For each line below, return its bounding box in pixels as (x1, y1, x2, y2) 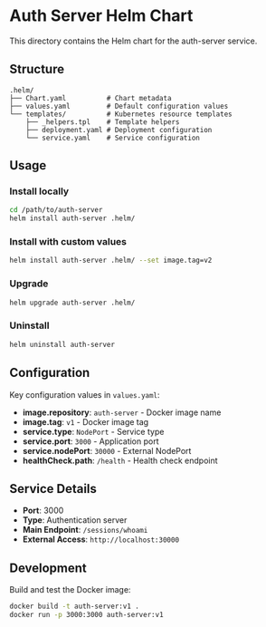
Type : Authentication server (22, 515, 128, 526)
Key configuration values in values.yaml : (9, 389, 160, 400)
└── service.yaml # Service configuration (25, 133, 201, 142)
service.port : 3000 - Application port (22, 436, 159, 447)
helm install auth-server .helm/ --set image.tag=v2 (9, 256, 213, 265)
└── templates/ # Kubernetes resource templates (9, 110, 233, 119)
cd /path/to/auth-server (9, 206, 103, 215)
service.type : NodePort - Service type (22, 426, 165, 437)
